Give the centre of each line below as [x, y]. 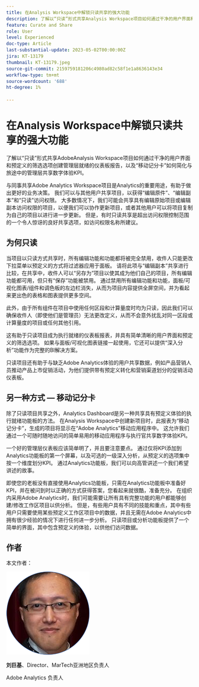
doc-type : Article [29, 44]
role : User [20, 31]
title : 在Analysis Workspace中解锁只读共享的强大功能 [68, 12]
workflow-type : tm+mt [33, 75]
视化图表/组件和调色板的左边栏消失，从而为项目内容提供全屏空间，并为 [93, 288]
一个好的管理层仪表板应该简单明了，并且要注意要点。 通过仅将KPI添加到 [94, 448]
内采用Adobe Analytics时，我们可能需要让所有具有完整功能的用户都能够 [94, 497]
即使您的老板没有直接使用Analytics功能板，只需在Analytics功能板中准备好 [96, 483]
